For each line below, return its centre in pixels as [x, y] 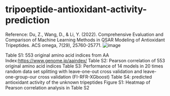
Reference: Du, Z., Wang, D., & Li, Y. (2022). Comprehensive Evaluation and [84, 34]
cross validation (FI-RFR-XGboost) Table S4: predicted [95, 77]
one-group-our [21, 77]
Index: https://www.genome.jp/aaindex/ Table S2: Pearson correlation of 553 [85, 60]
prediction [27, 20]
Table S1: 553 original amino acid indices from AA [57, 55]
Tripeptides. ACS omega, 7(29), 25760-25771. [53, 45]
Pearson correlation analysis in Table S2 [47, 87]
